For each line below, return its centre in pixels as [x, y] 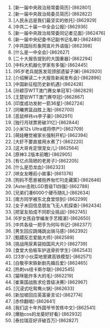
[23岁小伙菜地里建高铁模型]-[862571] [52, 256]
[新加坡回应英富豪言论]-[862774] [48, 295]
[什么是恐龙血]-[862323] [39, 167]
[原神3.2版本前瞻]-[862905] [43, 154]
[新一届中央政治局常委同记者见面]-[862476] [59, 33]
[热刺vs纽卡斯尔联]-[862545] [44, 269]
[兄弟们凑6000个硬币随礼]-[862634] [52, 193]
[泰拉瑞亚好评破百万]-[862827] [46, 320]
